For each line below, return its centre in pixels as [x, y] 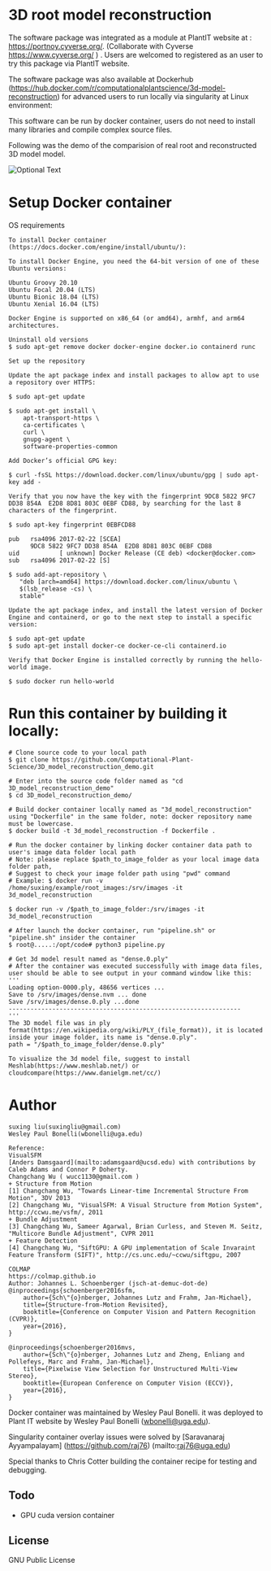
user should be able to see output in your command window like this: [130, 973]
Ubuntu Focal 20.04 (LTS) [52, 290]
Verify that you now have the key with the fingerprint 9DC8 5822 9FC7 [132, 496]
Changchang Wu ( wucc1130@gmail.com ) [74, 1176]
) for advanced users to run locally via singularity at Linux [153, 96]
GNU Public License [42, 1560]
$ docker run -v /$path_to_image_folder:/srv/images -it [107, 909]
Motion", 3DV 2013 [39, 1198]
